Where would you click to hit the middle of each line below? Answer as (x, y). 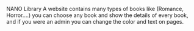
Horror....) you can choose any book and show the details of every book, (97, 15)
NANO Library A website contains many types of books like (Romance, (95, 9)
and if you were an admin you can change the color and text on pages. (95, 22)
